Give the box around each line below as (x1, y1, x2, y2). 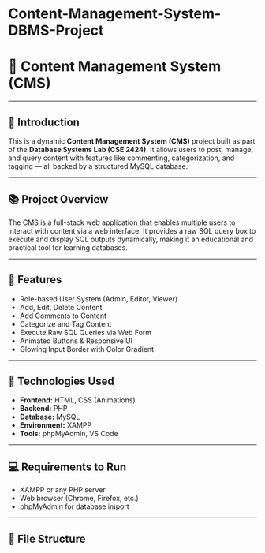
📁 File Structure (8, 532, 86, 545)
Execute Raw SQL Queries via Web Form (19, 327, 152, 337)
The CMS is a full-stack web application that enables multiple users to (8, 218, 236, 227)
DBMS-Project (8, 21, 104, 39)
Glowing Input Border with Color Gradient (19, 344, 155, 353)
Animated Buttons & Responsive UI (19, 336, 133, 346)
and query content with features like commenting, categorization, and (8, 153, 235, 163)
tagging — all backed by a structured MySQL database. (8, 161, 188, 170)
